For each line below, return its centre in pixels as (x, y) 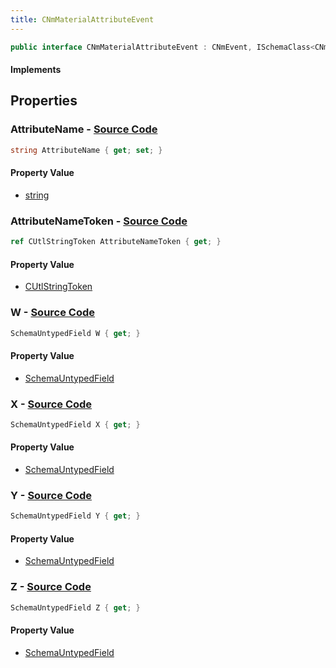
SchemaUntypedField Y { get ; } (75, 516)
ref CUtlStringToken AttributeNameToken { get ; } (116, 242)
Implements (36, 70)
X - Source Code (51, 404)
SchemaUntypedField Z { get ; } (75, 607)
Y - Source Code (51, 495)
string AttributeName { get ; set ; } (86, 150)
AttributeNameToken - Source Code (99, 221)
